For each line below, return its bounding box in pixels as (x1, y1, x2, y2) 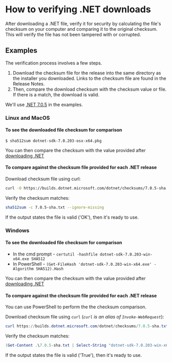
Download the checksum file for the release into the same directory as (12, 70, 161, 76)
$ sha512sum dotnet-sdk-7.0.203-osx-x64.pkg (5, 138, 102, 143)
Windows (5, 227, 30, 234)
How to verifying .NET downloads (5, 4, 151, 15)
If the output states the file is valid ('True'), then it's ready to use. (5, 352, 142, 358)
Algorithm (12, 266, 34, 271)
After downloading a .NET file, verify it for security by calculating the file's (5, 20, 161, 27)
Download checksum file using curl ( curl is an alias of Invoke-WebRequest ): (5, 314, 164, 320)
